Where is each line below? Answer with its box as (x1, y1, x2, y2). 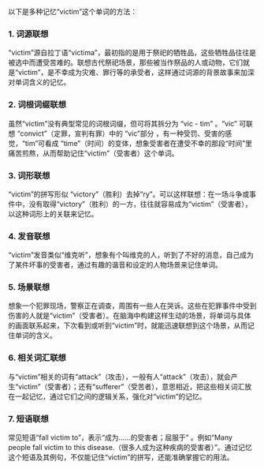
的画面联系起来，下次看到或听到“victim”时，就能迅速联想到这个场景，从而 (8, 321, 248, 330)
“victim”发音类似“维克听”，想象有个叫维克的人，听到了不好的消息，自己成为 (8, 250, 254, 260)
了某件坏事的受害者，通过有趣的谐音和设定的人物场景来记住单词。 (8, 260, 222, 270)
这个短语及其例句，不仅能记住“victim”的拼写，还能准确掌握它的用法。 (8, 452, 234, 462)
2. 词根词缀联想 (8, 99, 67, 111)
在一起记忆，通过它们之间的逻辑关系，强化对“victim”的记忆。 (8, 392, 206, 401)
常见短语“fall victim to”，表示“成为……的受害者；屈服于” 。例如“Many (8, 433, 232, 442)
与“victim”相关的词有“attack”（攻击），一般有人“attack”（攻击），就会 (8, 372, 231, 381)
